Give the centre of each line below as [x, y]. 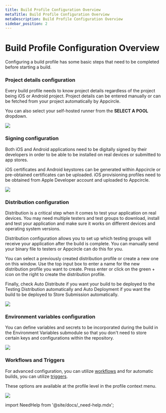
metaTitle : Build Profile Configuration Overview [57, 14]
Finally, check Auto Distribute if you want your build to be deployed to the [80, 284]
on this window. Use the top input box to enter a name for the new [73, 264]
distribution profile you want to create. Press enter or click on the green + [80, 269]
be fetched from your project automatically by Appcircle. [63, 101]
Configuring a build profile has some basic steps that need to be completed [82, 62]
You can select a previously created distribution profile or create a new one [82, 259]
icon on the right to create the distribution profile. [55, 275]
